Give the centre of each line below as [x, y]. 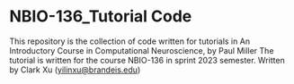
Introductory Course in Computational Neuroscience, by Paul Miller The [142, 50]
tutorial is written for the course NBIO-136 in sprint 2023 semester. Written [147, 60]
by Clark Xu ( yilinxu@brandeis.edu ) [75, 70]
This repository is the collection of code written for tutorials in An [129, 41]
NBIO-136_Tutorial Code [101, 17]
